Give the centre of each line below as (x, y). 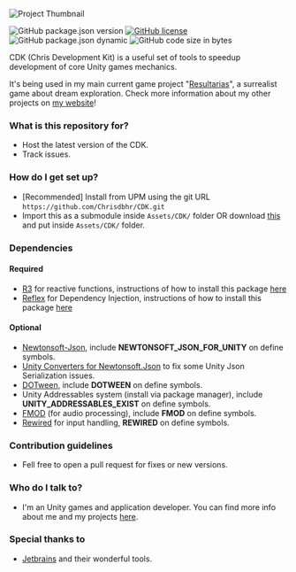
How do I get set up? (54, 177)
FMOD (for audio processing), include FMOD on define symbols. (139, 413)
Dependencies (41, 248)
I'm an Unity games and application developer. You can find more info (149, 507)
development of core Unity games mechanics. (93, 67)
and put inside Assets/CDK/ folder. (83, 225)
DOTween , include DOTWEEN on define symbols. (112, 384)
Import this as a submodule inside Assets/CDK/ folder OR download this (151, 215)
